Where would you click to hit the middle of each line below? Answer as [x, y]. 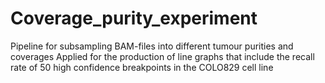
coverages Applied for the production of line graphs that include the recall [162, 56]
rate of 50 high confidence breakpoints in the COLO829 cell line [142, 67]
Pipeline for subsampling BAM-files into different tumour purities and [152, 46]
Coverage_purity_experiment [134, 18]
